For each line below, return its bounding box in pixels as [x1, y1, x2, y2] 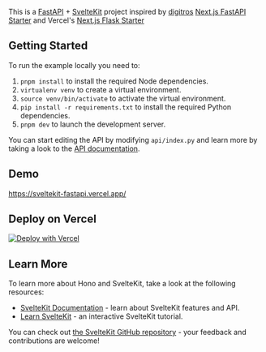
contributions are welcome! [8, 336, 100, 346]
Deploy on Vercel [8, 212, 97, 226]
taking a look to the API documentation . [8, 144, 140, 153]
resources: [8, 287, 45, 297]
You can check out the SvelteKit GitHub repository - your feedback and [8, 328, 247, 337]
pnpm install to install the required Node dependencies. [19, 76, 209, 86]
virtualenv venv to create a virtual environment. [19, 84, 182, 94]
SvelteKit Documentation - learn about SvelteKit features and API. [19, 303, 240, 313]
